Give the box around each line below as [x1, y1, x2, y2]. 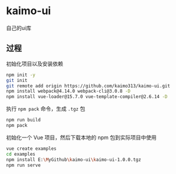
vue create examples [6, 146, 57, 152]
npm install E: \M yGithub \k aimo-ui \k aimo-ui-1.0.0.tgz [6, 156, 142, 163]
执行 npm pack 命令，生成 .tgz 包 [6, 105, 86, 113]
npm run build [6, 117, 41, 123]
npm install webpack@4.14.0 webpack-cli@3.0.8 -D [6, 88, 131, 94]
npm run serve [6, 162, 41, 168]
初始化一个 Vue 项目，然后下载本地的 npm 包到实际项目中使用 [6, 134, 157, 141]
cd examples [6, 151, 35, 157]
